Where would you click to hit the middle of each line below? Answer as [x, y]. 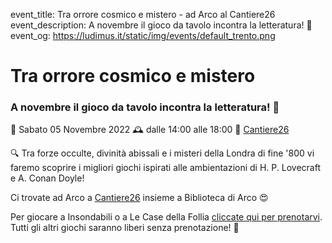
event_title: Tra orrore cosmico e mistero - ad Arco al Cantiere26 [143, 14]
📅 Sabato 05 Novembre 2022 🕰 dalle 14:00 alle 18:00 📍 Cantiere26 [150, 130]
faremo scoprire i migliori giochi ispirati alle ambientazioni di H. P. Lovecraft [165, 168]
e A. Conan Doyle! [47, 178]
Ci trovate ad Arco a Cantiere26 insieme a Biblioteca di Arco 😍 [139, 198]
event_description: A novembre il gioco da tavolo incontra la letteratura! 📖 [161, 25]
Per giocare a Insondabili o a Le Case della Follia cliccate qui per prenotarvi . [166, 217]
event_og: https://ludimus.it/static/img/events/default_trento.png [143, 35]
